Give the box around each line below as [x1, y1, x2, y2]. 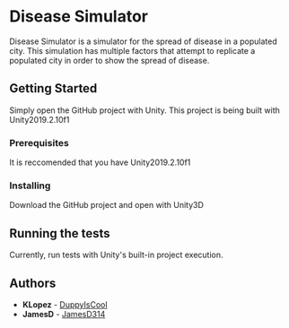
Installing [9, 179, 51, 192]
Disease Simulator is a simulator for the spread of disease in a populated [9, 36, 278, 47]
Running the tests [9, 226, 110, 241]
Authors [9, 275, 57, 290]
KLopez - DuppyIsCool [22, 298, 108, 310]
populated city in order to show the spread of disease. [9, 55, 210, 65]
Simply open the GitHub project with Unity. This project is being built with [9, 105, 281, 116]
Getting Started [9, 81, 98, 96]
